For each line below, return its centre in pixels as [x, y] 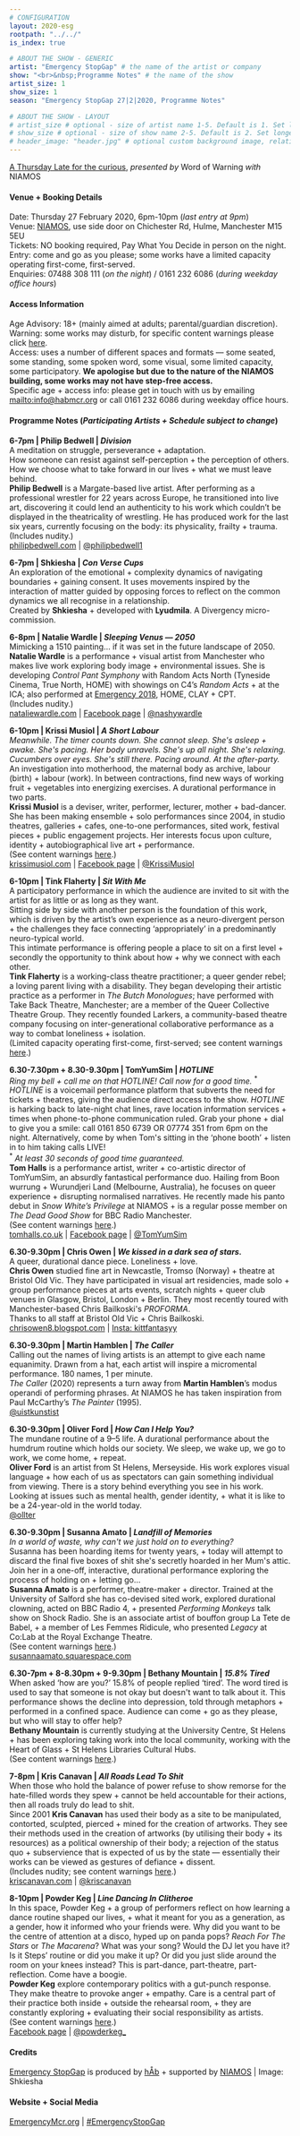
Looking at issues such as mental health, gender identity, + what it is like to [147, 1496]
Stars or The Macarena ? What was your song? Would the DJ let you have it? [150, 1945]
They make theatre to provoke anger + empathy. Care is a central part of [142, 1993]
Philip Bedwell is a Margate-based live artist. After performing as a [132, 488]
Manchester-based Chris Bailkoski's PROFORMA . [100, 1308]
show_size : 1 [33, 92]
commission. [33, 620]
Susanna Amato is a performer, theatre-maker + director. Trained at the [142, 1589]
